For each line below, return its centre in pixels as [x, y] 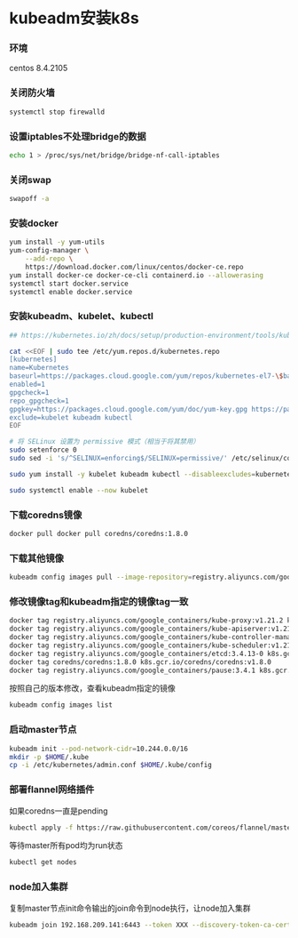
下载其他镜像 [37, 558]
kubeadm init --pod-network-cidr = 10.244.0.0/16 [99, 749]
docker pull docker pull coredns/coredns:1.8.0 [99, 534]
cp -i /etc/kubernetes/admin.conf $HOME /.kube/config [111, 766]
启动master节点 [43, 730]
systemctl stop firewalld [57, 112]
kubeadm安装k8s [74, 18]
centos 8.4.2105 [39, 68]
